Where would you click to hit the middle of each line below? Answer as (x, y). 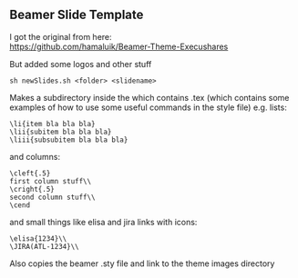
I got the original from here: (61, 36)
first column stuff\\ (51, 181)
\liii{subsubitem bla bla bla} (69, 140)
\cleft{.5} (30, 173)
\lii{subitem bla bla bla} (61, 132)
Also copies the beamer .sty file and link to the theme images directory (142, 263)
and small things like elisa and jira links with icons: (103, 222)
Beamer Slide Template (77, 15)
